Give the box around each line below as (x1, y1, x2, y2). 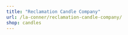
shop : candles (6, 20, 42, 26)
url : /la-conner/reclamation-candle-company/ (6, 14, 122, 20)
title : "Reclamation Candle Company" (6, 8, 101, 15)
